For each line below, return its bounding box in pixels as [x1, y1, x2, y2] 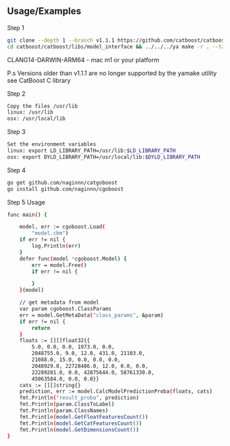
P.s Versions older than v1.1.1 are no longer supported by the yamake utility [7, 68, 217, 77]
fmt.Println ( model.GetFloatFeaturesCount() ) [19, 413, 149, 420]
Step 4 [7, 166, 26, 174]
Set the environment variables [7, 141, 97, 148]
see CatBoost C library [7, 76, 71, 84]
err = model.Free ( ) [31, 261, 88, 269]
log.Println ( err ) [31, 243, 81, 250]
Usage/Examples [7, 5, 81, 17]
